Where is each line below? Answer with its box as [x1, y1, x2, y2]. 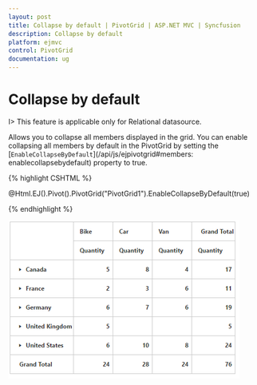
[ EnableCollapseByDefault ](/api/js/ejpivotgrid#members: [8, 149, 194, 159]
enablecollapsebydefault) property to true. [8, 157, 148, 167]
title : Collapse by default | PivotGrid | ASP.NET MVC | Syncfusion [8, 21, 241, 30]
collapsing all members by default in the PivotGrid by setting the [8, 141, 219, 150]
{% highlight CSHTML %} [8, 173, 93, 183]
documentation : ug [8, 55, 69, 63]
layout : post [8, 13, 52, 21]
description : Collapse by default [8, 30, 124, 38]
